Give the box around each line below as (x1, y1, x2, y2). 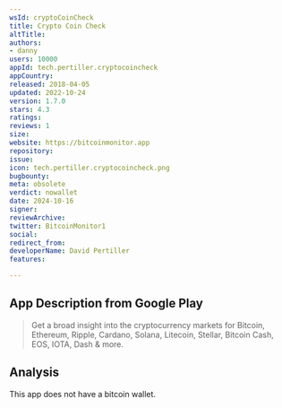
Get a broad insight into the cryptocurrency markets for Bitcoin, (30, 319, 266, 330)
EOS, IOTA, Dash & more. (30, 338, 124, 350)
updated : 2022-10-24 (9, 88, 87, 97)
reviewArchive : (9, 213, 66, 222)
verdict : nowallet (9, 188, 78, 197)
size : (9, 130, 30, 139)
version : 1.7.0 (9, 96, 66, 106)
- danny (9, 47, 38, 56)
